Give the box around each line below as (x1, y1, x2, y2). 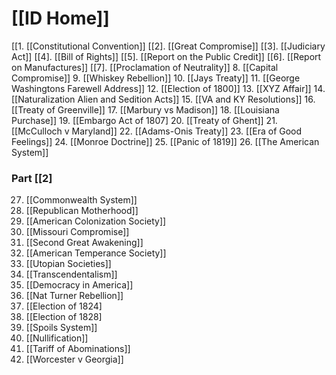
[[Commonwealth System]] (25, 194, 138, 206)
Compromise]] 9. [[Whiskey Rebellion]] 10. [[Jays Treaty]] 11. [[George (11, 72, 301, 84)
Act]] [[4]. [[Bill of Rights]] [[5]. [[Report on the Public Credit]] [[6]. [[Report (11, 50, 322, 62)
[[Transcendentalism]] (25, 268, 118, 281)
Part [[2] (11, 171, 53, 185)
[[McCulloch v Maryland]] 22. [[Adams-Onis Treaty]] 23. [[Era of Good (11, 125, 303, 137)
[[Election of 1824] (25, 300, 103, 312)
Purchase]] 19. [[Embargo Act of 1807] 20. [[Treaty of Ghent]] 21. (11, 114, 278, 126)
